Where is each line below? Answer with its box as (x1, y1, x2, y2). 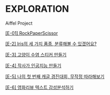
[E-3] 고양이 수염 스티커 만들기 (5, 51, 67, 58)
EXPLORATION (5, 3, 69, 15)
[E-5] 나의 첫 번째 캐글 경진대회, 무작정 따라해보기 (5, 73, 105, 80)
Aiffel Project (5, 20, 33, 26)
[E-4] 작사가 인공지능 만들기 (5, 62, 61, 68)
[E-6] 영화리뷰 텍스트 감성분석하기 (5, 84, 74, 90)
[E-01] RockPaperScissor (5, 30, 58, 36)
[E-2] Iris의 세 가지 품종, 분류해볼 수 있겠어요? (5, 41, 97, 47)
